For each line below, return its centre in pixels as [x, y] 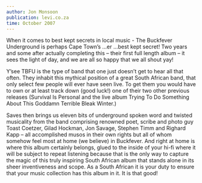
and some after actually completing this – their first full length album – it [96, 53]
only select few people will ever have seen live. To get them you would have [101, 84]
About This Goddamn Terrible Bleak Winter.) [62, 104]
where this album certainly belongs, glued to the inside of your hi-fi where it [101, 148]
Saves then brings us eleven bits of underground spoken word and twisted [99, 115]
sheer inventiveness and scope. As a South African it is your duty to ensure [100, 167]
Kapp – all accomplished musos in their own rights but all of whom [89, 135]
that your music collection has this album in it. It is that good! [82, 173]
